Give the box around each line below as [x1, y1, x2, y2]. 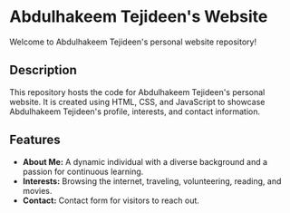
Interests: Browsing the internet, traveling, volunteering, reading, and [22, 175, 282, 187]
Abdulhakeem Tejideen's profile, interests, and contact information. [9, 106, 261, 117]
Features [9, 132, 61, 148]
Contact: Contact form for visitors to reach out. [22, 195, 199, 206]
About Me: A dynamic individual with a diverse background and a [22, 156, 268, 167]
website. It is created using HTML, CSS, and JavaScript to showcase [9, 96, 266, 107]
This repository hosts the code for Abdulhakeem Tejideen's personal [9, 86, 266, 97]
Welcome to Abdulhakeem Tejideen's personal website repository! [9, 36, 256, 47]
